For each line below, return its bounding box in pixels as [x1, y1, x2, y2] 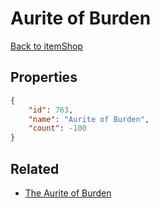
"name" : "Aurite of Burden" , [28, 114, 150, 124]
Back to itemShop [10, 40, 83, 52]
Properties [10, 69, 78, 86]
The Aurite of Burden [24, 187, 112, 199]
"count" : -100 [28, 123, 87, 134]
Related [10, 160, 60, 177]
